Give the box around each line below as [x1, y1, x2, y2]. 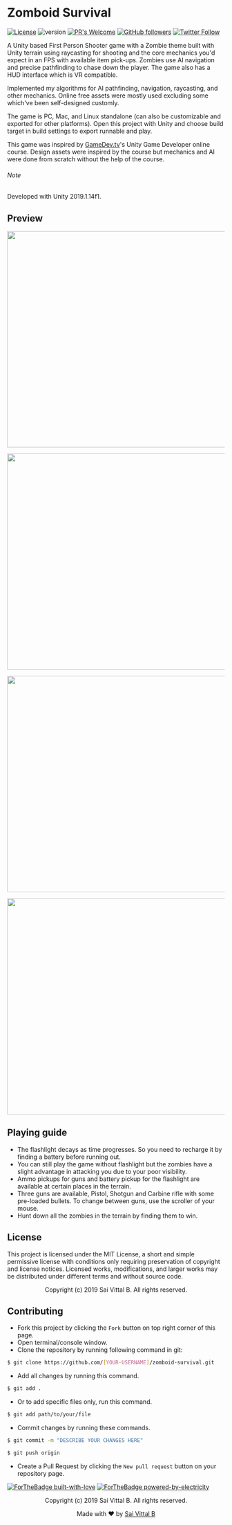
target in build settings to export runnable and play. [7, 127, 153, 135]
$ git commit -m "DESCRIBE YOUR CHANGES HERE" [7, 1437, 144, 1444]
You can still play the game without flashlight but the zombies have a [17, 1159, 213, 1168]
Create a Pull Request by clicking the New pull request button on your [17, 1462, 217, 1470]
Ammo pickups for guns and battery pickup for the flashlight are [17, 1175, 200, 1183]
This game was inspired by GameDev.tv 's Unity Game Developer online [7, 140, 211, 148]
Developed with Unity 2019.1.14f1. [7, 192, 101, 201]
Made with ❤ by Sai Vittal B [77, 1509, 155, 1517]
